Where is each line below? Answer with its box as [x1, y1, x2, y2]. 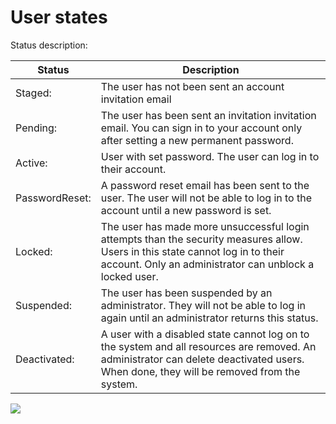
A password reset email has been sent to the [100, 178, 310, 192]
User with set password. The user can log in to [100, 149, 320, 163]
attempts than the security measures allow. [100, 232, 303, 246]
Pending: [15, 121, 58, 135]
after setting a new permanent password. [100, 133, 294, 147]
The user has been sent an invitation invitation [100, 108, 317, 122]
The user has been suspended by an [100, 286, 273, 300]
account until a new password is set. [100, 203, 272, 217]
